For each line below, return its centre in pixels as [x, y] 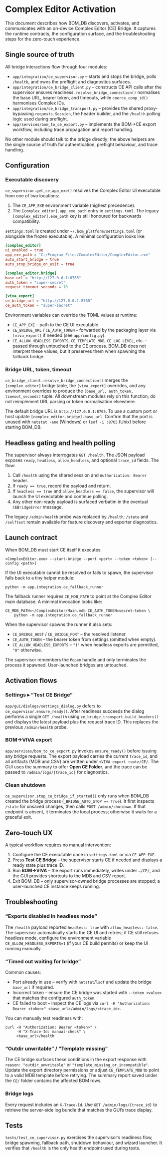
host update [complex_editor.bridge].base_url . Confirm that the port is [79, 417]
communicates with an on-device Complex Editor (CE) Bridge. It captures [81, 28]
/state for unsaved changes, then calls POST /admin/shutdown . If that [76, 807]
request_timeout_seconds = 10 [37, 287]
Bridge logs [19, 1094]
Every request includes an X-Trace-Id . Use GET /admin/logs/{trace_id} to [81, 1105]
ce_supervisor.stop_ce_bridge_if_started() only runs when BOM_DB [77, 796]
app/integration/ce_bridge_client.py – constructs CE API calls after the [87, 87]
